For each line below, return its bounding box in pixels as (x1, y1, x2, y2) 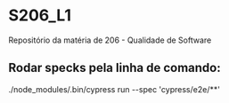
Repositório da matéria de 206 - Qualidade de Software (8, 35, 212, 45)
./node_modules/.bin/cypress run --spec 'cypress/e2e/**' (8, 83, 220, 94)
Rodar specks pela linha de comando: (8, 60, 221, 75)
